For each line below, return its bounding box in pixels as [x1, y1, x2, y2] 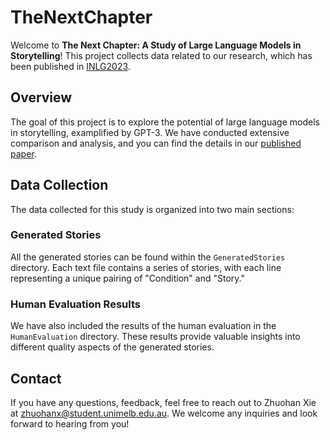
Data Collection [10, 177, 109, 194]
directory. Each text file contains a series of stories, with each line [10, 261, 282, 273]
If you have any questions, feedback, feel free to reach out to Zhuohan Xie [10, 396, 317, 408]
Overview [10, 89, 73, 106]
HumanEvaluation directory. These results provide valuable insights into [10, 331, 301, 343]
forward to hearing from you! [10, 417, 130, 430]
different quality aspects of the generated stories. [10, 341, 215, 353]
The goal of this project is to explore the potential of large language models [10, 116, 320, 128]
